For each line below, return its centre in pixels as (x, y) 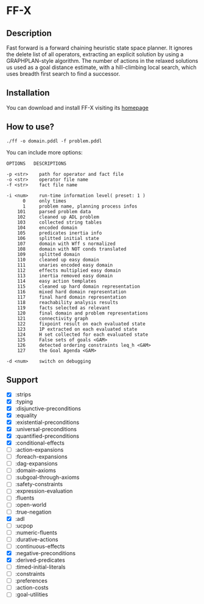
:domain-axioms (35, 470)
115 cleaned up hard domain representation (79, 286)
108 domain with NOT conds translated (72, 249)
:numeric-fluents (36, 533)
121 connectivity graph (53, 318)
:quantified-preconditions (47, 436)
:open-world (31, 505)
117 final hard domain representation (72, 297)
